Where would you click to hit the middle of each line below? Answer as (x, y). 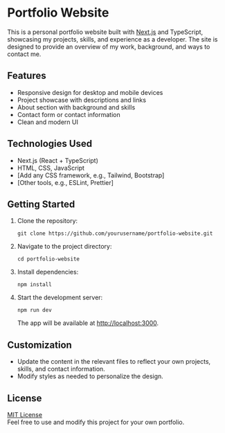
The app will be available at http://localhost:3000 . (88, 323)
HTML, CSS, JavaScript (51, 168)
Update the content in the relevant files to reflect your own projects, (114, 362)
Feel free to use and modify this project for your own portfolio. (96, 422)
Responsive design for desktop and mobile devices (90, 92)
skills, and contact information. (61, 369)
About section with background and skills (76, 107)
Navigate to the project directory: (64, 247)
